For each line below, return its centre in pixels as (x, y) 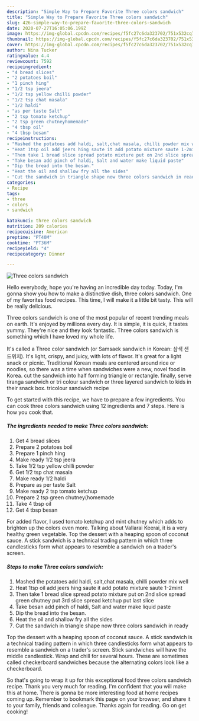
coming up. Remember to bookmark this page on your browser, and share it (99, 699)
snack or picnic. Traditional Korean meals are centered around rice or (91, 363)
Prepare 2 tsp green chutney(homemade (65, 497)
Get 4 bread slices (37, 441)
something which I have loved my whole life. (61, 337)
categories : (21, 183)
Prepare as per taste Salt (45, 485)
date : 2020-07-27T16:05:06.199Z (46, 28)
